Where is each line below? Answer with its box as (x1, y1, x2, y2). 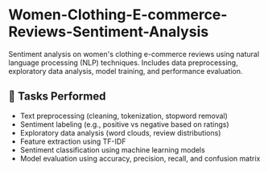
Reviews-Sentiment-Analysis (8, 22, 209, 41)
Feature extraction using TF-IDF (19, 136, 126, 146)
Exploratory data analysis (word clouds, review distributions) (19, 128, 221, 137)
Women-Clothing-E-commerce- (8, 6, 228, 24)
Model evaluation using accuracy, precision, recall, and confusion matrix (19, 153, 261, 163)
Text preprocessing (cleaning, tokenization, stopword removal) (19, 111, 228, 120)
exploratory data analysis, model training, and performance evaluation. (8, 66, 243, 75)
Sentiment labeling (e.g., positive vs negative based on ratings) (19, 119, 229, 129)
